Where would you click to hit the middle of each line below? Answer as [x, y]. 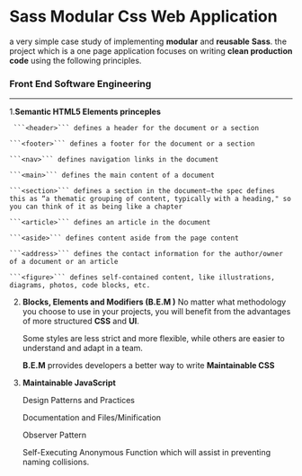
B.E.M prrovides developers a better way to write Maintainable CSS [148, 366]
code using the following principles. [75, 60]
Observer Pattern [54, 435]
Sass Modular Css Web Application [143, 17]
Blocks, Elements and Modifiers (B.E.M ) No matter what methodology [154, 302]
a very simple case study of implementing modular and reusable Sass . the [148, 41]
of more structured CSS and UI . [80, 322]
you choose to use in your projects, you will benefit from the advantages [156, 312]
